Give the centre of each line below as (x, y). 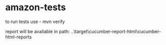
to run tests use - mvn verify (35, 21)
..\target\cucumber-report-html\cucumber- (116, 31)
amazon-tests (36, 7)
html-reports (19, 37)
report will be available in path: (38, 31)
